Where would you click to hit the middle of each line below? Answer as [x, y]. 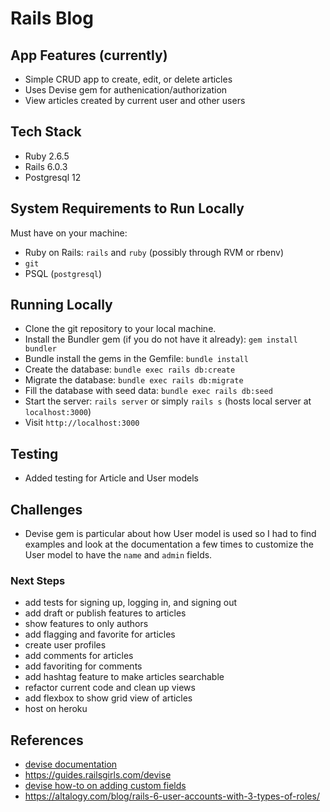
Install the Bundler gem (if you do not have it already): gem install [161, 339]
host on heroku [56, 709]
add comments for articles [79, 656]
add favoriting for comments [83, 666]
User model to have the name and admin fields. [118, 555]
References [47, 740]
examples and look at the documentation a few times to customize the [169, 544]
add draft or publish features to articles [105, 613]
